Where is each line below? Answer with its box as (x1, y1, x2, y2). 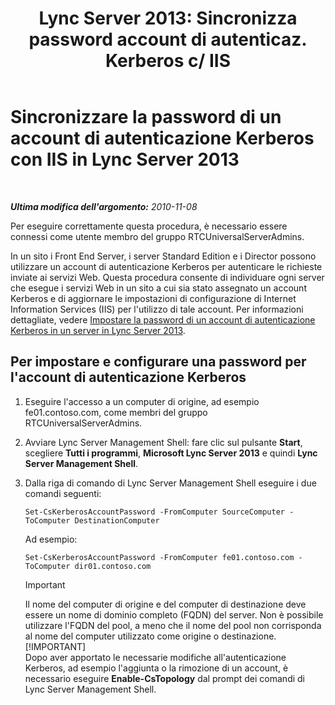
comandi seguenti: (24, 487, 102, 499)
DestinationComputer (74, 515, 160, 526)
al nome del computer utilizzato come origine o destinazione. (24, 630, 277, 642)
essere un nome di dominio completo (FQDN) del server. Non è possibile (24, 608, 324, 621)
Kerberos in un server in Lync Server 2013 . (10, 324, 186, 336)
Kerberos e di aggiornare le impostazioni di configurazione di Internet (10, 292, 297, 304)
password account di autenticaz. (28, 28, 308, 51)
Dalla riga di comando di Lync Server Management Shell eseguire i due (24, 477, 317, 489)
